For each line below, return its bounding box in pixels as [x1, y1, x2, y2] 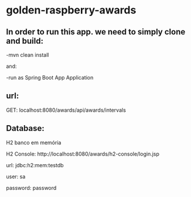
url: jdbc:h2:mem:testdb [6, 161, 64, 168]
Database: [6, 123, 45, 133]
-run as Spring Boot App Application [6, 74, 94, 81]
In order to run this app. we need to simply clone [6, 27, 186, 37]
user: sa [6, 173, 26, 180]
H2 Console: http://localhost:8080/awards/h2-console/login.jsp [6, 150, 160, 157]
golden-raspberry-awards [6, 4, 137, 17]
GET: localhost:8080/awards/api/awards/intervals [6, 106, 126, 113]
